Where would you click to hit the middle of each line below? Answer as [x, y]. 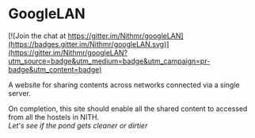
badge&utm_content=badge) [55, 69]
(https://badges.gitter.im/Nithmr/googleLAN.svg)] [89, 44]
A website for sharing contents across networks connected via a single [124, 85]
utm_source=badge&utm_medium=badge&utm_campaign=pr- [109, 61]
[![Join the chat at [37, 36]
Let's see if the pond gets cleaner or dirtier [78, 125]
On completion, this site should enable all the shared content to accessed [128, 109]
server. [20, 93]
